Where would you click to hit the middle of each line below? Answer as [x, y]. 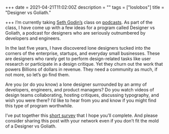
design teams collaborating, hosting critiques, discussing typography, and [82, 95]
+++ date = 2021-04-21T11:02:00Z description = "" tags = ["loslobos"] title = [85, 7]
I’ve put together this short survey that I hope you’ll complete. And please [81, 115]
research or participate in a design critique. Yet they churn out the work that [84, 64]
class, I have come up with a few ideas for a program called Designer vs [80, 28]
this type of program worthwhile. [39, 106]
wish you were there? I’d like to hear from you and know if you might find [81, 100]
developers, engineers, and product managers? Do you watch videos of [80, 90]
